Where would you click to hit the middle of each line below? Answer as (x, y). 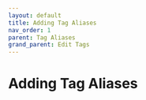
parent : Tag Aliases (42, 37)
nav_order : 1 (30, 30)
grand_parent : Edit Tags (49, 45)
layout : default (35, 15)
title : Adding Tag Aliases (52, 23)
